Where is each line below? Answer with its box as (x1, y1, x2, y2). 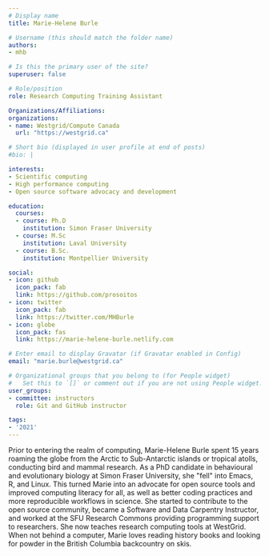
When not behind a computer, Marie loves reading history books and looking (8, 530, 261, 540)
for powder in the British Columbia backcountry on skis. (8, 539, 192, 548)
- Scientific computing (8, 173, 88, 181)
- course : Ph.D (15, 217, 66, 225)
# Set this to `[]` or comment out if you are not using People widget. (8, 379, 263, 387)
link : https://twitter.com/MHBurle (15, 313, 134, 321)
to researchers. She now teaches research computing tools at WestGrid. (8, 522, 247, 531)
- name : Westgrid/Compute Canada (8, 122, 120, 130)
